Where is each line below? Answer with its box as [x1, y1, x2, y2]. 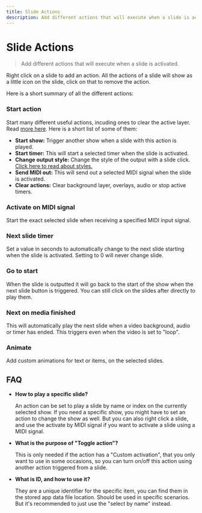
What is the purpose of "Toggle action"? [14, 440, 118, 447]
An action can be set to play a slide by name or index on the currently [14, 402, 188, 409]
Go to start [6, 267, 38, 275]
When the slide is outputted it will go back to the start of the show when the [6, 281, 194, 288]
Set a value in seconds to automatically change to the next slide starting [6, 245, 185, 253]
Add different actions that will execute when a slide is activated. [20, 60, 179, 67]
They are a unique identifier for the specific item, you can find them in [14, 487, 188, 494]
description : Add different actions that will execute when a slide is [6, 14, 189, 20]
